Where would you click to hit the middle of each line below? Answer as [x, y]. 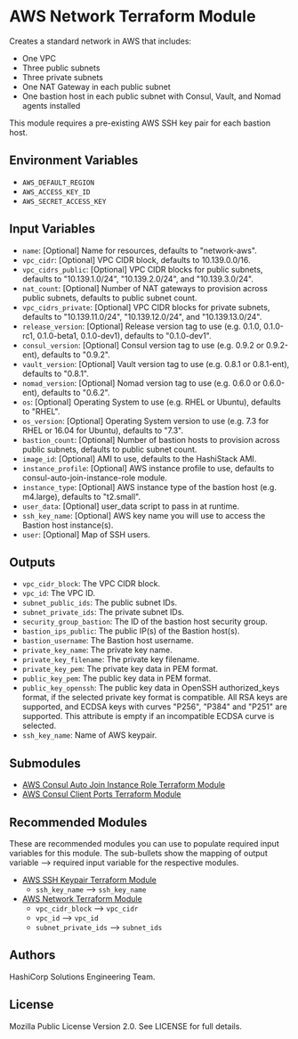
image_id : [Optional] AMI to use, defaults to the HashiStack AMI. [139, 458]
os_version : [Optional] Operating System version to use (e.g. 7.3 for [145, 421]
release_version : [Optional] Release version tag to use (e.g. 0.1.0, [142, 326]
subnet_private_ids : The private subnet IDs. [103, 612]
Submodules [45, 763]
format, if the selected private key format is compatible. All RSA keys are [155, 698]
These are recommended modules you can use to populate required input [144, 843]
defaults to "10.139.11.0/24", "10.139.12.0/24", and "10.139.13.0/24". [142, 316]
